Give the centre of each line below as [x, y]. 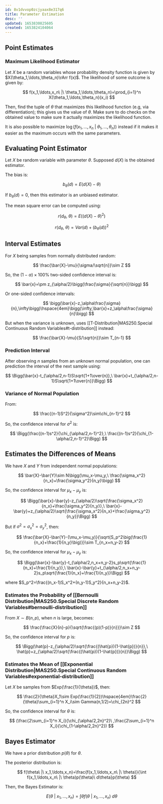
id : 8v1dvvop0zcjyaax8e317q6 [35, 10]
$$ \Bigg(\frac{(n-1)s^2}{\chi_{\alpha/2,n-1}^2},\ [58, 433]
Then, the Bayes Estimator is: [34, 787]
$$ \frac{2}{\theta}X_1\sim [43, 697]
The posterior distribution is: [33, 763]
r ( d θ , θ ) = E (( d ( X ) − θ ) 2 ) [82, 216]
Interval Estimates [33, 244]
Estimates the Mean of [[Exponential [49, 665]
